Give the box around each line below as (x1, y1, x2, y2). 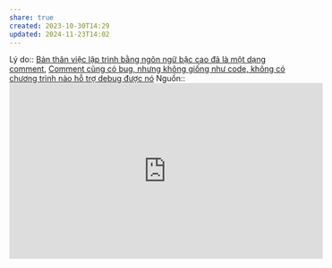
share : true (9, 13, 54, 22)
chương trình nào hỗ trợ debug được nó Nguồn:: (9, 73, 186, 84)
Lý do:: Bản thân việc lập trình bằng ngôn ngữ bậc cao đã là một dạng (9, 54, 267, 65)
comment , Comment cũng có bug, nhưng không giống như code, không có (9, 63, 285, 74)
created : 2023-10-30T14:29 (9, 21, 110, 30)
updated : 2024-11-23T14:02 (9, 29, 110, 38)
